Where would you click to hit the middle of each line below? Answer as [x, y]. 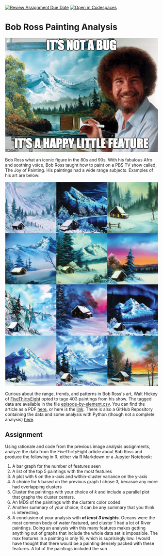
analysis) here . [20, 419]
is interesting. [26, 512]
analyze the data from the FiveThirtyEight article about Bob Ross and [74, 451]
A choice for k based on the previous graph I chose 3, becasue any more [85, 481]
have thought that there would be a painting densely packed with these [83, 543]
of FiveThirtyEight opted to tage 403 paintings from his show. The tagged [78, 399]
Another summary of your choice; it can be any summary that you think [83, 507]
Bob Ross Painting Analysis [61, 27]
